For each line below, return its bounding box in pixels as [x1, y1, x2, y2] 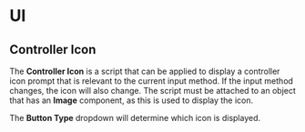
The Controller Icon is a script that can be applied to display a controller [9, 66, 280, 76]
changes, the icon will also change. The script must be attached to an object [9, 86, 296, 96]
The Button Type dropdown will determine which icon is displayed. [9, 113, 261, 123]
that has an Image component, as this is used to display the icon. [9, 95, 254, 106]
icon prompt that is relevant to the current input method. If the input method [9, 76, 294, 86]
